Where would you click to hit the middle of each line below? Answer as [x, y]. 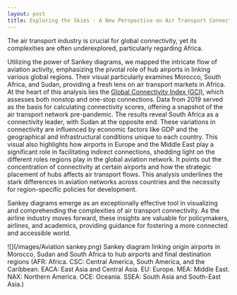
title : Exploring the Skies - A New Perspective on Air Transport [107, 20]
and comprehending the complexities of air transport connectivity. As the [114, 210]
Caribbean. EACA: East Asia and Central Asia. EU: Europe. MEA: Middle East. [119, 269]
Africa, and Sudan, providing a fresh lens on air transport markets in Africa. [116, 84]
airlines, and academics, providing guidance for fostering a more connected [117, 225]
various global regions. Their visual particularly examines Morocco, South [114, 77]
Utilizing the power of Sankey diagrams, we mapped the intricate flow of [112, 61]
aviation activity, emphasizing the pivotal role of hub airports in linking [109, 69]
